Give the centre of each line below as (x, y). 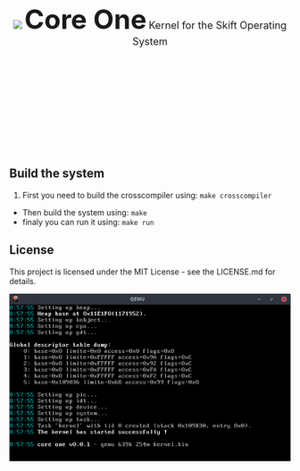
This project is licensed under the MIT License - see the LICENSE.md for (142, 272)
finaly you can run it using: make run (88, 222)
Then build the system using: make (84, 212)
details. (23, 281)
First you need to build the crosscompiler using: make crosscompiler (147, 195)
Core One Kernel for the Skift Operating (156, 19)
